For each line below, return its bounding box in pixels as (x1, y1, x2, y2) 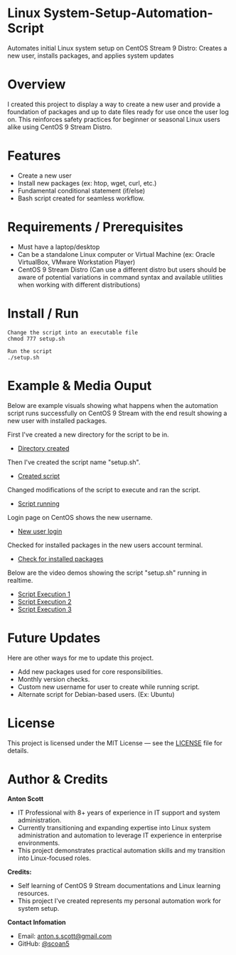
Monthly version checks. (17, 675, 90, 683)
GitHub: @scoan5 (17, 939, 70, 948)
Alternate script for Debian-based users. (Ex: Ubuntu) (17, 690, 176, 698)
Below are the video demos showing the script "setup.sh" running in (7, 568, 208, 577)
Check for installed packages (17, 554, 104, 563)
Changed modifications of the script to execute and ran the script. (7, 485, 201, 494)
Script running (17, 499, 60, 508)
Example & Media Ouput (7, 377, 152, 394)
